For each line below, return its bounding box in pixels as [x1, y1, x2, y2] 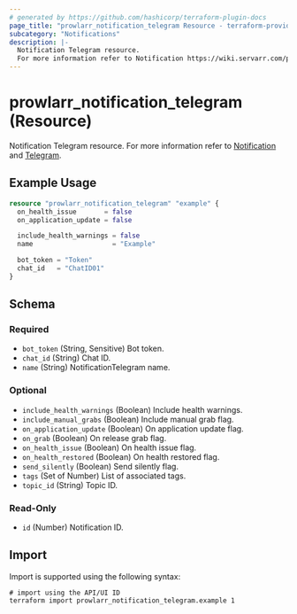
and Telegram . [9, 150, 62, 160]
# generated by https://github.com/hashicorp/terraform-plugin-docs [9, 12, 267, 22]
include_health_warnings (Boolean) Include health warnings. [21, 404, 243, 415]
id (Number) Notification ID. [21, 522, 124, 532]
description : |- [9, 37, 69, 47]
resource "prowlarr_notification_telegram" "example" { [9, 198, 219, 208]
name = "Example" [17, 240, 156, 249]
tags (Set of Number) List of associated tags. [21, 470, 187, 481]
